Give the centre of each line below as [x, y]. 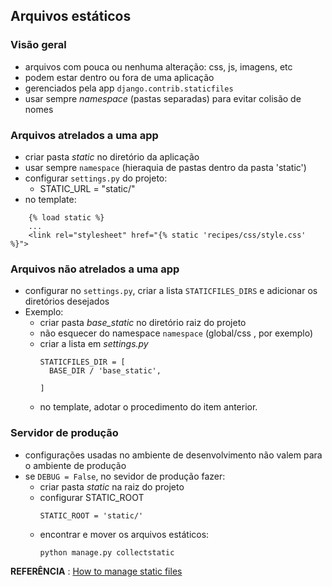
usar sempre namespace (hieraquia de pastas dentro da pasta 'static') [165, 167]
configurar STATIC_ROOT [92, 497]
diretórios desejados [67, 301]
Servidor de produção [64, 433]
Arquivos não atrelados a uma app [95, 269]
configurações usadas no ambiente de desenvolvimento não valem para [173, 455]
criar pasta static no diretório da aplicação [112, 156]
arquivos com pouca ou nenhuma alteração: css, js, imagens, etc [158, 66]
